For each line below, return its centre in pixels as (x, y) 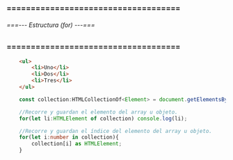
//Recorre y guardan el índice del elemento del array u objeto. (116, 131)
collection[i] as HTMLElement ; (77, 144)
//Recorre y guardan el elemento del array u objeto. (98, 112)
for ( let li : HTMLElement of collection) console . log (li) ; (103, 118)
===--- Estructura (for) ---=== (51, 25)
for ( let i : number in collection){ (69, 137)
